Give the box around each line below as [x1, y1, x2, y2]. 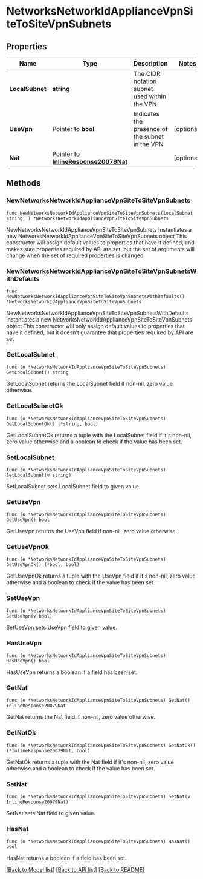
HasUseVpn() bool [6, 658, 50, 664]
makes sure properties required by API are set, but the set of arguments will [6, 245, 195, 252]
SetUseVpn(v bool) [6, 613, 53, 619]
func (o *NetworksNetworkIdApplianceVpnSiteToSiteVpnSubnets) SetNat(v [6, 793, 190, 800]
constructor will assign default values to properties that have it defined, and [6, 238, 195, 246]
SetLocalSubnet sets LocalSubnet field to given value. [6, 482, 141, 490]
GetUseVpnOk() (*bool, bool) [6, 562, 80, 568]
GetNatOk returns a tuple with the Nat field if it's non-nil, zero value [6, 758, 174, 766]
